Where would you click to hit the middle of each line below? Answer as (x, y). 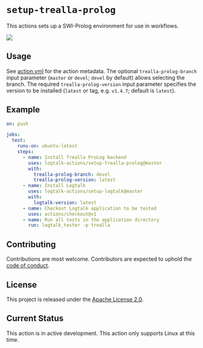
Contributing (31, 244)
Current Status (35, 318)
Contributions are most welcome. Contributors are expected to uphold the (99, 259)
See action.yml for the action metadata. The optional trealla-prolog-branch (101, 71)
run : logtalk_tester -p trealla (69, 225)
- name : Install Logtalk (54, 186)
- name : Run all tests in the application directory (91, 220)
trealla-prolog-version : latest (74, 180)
